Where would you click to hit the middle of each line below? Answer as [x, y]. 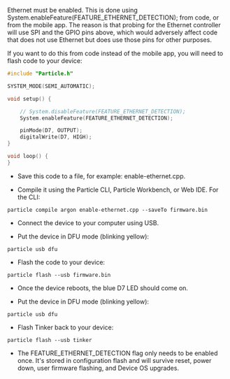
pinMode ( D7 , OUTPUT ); [51, 131]
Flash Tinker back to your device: [65, 327]
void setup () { [29, 99]
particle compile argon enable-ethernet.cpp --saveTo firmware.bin [108, 210]
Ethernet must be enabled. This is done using [72, 10]
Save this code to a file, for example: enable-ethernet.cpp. [101, 176]
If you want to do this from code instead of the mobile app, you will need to [115, 53]
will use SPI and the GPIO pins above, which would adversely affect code [113, 32]
